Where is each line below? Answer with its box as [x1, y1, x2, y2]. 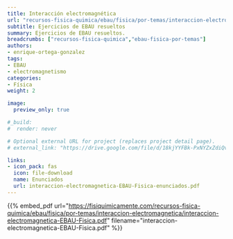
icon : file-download [13, 170, 73, 177]
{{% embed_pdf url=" [7, 202, 69, 210]
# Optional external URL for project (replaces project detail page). [7, 138, 216, 145]
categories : [7, 74, 42, 82]
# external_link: [7, 144, 58, 151]
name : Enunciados [13, 176, 64, 184]
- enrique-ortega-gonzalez [7, 49, 85, 56]
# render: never [7, 125, 58, 132]
